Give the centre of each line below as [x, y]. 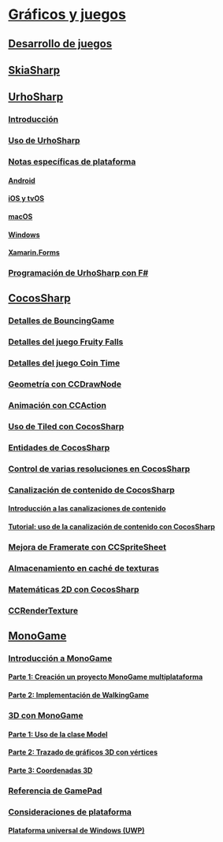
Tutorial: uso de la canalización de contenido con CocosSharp [111, 526]
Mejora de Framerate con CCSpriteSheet [87, 547]
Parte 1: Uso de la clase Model [58, 734]
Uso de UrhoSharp [44, 141]
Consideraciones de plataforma [70, 811]
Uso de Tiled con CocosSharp [66, 426]
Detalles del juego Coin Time [64, 363]
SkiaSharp [34, 70]
